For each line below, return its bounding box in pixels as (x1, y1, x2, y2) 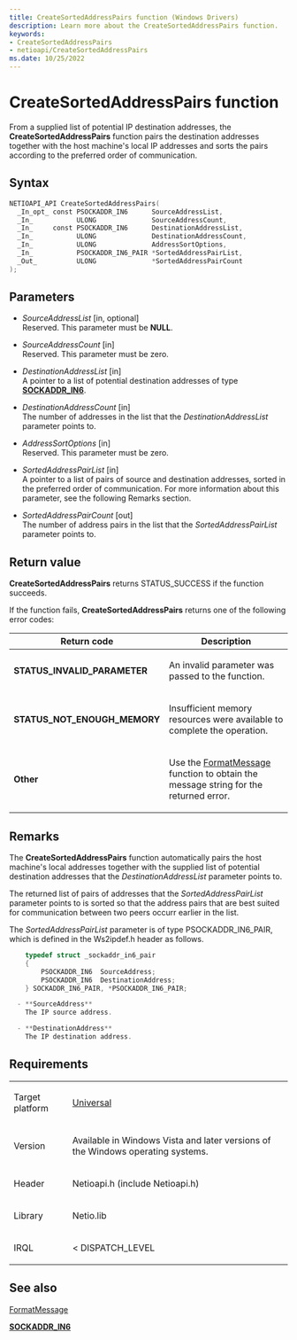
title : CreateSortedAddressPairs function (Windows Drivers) (9, 12, 240, 22)
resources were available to (169, 713, 284, 726)
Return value (9, 555, 81, 570)
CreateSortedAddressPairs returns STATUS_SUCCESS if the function (9, 578, 264, 589)
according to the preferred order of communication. (9, 150, 198, 160)
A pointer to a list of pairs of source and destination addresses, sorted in (21, 474, 286, 485)
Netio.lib (72, 1209, 108, 1221)
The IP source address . (25, 1008, 113, 1017)
